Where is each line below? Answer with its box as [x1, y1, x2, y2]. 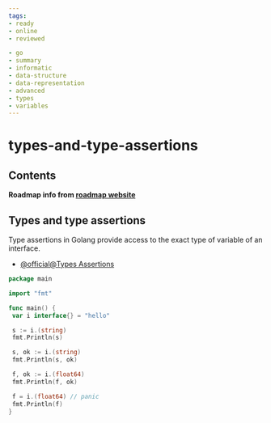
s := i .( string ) [11, 326, 67, 334]
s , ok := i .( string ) [11, 349, 82, 357]
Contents [8, 168, 57, 182]
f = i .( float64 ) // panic [11, 392, 100, 400]
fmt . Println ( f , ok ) [11, 378, 78, 386]
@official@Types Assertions [19, 260, 115, 269]
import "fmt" [8, 289, 53, 298]
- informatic [8, 64, 53, 73]
